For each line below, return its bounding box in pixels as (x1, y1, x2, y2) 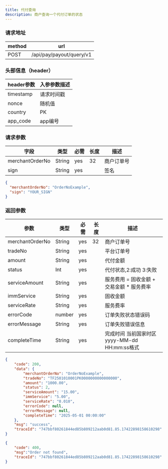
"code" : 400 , (14, 445, 41, 450)
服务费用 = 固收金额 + (104, 276, 156, 283)
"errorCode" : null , (23, 403, 64, 408)
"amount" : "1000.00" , (23, 380, 68, 385)
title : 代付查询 (5, 7, 36, 12)
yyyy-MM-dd (104, 337, 138, 344)
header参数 (7, 81, 35, 88)
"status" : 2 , (23, 385, 50, 390)
